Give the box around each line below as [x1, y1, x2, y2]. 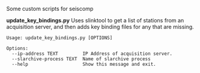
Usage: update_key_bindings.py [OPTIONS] [6, 35, 113, 41]
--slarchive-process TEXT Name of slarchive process [12, 56, 151, 62]
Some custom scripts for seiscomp [6, 5, 94, 12]
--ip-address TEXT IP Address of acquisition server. [12, 51, 173, 57]
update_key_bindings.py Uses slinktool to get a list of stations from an [6, 17, 184, 24]
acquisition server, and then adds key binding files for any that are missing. [6, 24, 195, 30]
